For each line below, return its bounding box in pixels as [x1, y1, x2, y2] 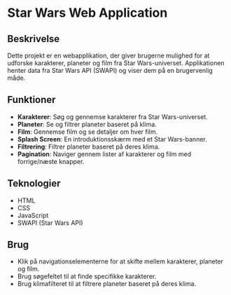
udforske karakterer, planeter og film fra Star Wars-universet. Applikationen [7, 59, 225, 67]
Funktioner [7, 94, 56, 106]
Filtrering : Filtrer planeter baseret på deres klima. [17, 142, 160, 151]
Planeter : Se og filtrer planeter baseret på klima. [17, 120, 157, 128]
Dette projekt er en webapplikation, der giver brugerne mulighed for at [7, 51, 210, 60]
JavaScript [17, 211, 49, 219]
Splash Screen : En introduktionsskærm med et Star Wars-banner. [17, 135, 208, 143]
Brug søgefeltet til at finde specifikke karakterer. [17, 272, 157, 281]
